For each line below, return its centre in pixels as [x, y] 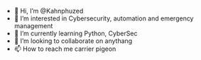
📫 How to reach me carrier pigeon [65, 49]
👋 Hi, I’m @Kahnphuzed [49, 11]
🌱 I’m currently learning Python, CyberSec [76, 33]
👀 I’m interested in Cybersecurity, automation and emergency [104, 18]
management [33, 26]
